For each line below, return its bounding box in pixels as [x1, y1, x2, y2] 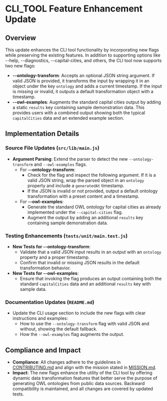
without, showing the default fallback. [19, 326, 97, 332]
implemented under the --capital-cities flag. [27, 209, 123, 215]
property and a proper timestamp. [19, 254, 90, 260]
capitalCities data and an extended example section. [12, 115, 124, 121]
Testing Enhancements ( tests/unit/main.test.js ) [5, 232, 128, 239]
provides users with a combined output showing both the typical [12, 110, 145, 116]
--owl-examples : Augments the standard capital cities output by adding [12, 99, 161, 105]
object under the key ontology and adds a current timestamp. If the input [12, 83, 162, 89]
